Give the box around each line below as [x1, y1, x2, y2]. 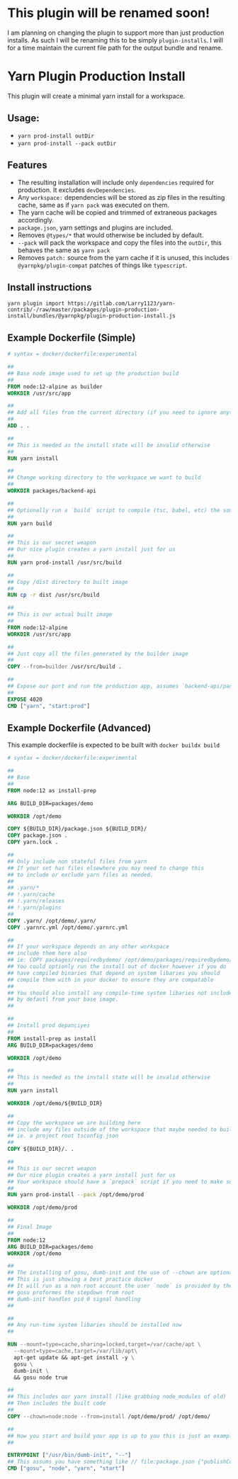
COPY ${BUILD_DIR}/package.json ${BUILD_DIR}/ [7, 826, 147, 833]
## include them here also [7, 950, 87, 957]
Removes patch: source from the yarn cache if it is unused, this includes [17, 253, 229, 262]
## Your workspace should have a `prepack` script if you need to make [7, 1178, 223, 1185]
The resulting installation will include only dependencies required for [17, 178, 215, 186]
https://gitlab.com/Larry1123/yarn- [67, 300, 176, 308]
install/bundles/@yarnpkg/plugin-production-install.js [7, 313, 176, 320]
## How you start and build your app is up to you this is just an [7, 1432, 211, 1439]
